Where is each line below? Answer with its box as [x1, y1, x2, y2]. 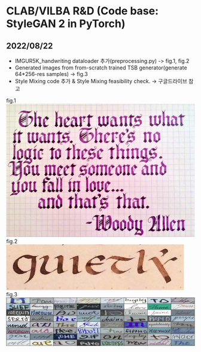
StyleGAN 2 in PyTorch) [6, 17, 126, 31]
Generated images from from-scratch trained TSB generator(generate [14, 64, 187, 71]
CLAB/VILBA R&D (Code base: [6, 4, 159, 18]
